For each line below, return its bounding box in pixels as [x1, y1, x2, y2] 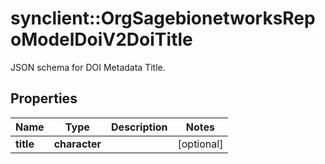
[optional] [177, 137, 224, 151]
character [53, 137, 102, 151]
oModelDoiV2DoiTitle [10, 28, 193, 51]
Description [111, 120, 168, 134]
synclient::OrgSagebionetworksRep [10, 7, 316, 30]
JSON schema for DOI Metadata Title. [10, 61, 166, 73]
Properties [10, 90, 78, 107]
